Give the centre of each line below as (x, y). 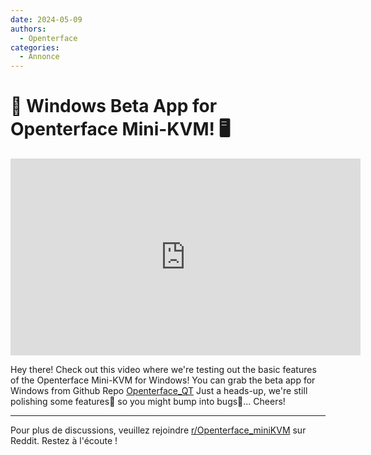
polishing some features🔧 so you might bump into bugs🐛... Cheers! (148, 402)
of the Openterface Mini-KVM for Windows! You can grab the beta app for (163, 380)
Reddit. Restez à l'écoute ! (64, 441)
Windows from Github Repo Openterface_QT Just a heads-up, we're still (159, 391)
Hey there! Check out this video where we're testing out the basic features (163, 370)
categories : (35, 47)
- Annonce (39, 57)
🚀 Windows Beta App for (114, 106)
